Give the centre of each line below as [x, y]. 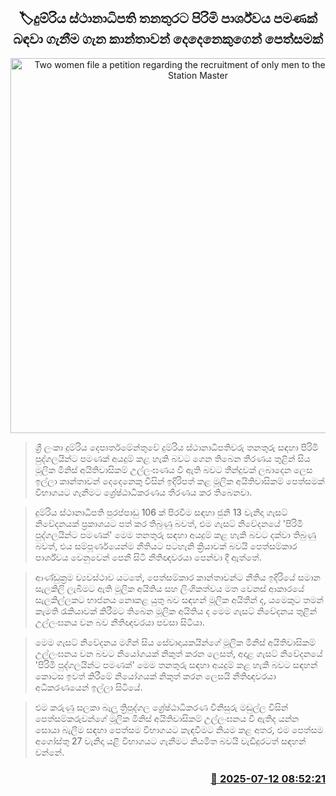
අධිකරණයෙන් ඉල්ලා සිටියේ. [88, 687]
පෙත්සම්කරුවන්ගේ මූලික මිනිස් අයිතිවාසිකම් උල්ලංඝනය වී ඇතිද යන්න [167, 718]
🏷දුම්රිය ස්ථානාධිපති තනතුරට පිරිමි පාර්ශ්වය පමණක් [168, 18]
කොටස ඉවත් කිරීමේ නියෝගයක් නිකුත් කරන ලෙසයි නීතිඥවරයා [155, 676]
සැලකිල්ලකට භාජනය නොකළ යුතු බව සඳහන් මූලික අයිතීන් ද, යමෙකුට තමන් [179, 599]
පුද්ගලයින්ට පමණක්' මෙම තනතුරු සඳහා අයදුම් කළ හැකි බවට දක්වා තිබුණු [175, 534]
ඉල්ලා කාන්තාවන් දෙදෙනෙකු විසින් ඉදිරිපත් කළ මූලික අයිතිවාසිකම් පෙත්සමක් [179, 481]
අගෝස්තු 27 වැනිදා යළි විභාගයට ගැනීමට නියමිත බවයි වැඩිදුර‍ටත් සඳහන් [170, 741]
